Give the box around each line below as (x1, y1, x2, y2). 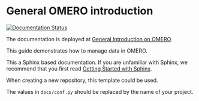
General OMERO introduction (6, 4, 153, 18)
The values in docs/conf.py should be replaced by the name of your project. (6, 88, 194, 95)
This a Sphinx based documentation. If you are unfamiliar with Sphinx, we (6, 59, 188, 66)
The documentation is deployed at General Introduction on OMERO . (6, 35, 173, 42)
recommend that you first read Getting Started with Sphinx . (6, 65, 152, 72)
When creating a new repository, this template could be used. (6, 76, 158, 84)
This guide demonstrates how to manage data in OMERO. (6, 47, 148, 54)
